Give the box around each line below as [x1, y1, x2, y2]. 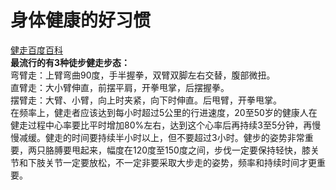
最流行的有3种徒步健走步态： [10, 56, 131, 68]
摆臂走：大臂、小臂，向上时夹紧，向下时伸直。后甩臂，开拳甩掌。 [10, 94, 282, 106]
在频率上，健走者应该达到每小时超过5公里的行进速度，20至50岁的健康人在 [10, 106, 318, 118]
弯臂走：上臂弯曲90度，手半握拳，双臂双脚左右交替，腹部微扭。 [10, 69, 276, 81]
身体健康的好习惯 [10, 9, 152, 32]
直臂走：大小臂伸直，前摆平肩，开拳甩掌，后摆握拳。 [10, 81, 230, 93]
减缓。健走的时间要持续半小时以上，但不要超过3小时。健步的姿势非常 [18, 131, 305, 143]
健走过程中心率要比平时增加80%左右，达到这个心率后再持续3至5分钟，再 [10, 119, 313, 131]
